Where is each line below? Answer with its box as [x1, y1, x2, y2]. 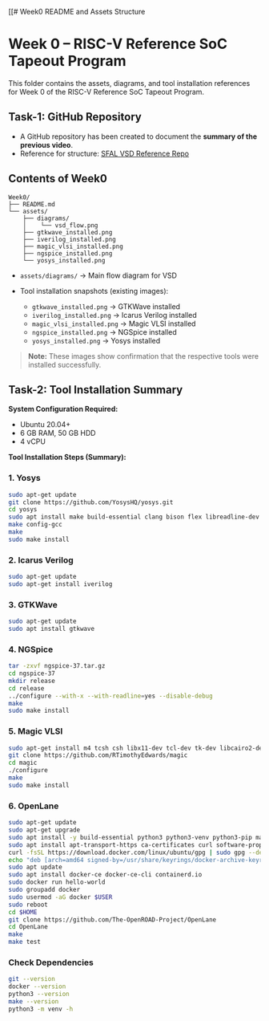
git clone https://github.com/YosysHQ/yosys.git [8, 498, 174, 506]
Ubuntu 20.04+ [19, 420, 70, 429]
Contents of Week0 [8, 172, 108, 185]
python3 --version [8, 990, 70, 999]
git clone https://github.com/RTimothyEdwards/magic [8, 751, 188, 759]
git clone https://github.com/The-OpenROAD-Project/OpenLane [8, 915, 217, 924]
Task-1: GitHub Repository [8, 110, 142, 124]
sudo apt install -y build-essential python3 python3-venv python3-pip [8, 833, 252, 841]
